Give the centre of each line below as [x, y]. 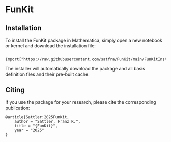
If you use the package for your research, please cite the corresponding [81, 102]
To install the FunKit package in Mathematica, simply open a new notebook [84, 40]
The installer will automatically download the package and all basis [75, 69]
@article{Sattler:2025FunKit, [37, 117]
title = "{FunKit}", [36, 126]
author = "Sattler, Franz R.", [48, 121]
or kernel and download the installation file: [50, 46]
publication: [18, 108]
